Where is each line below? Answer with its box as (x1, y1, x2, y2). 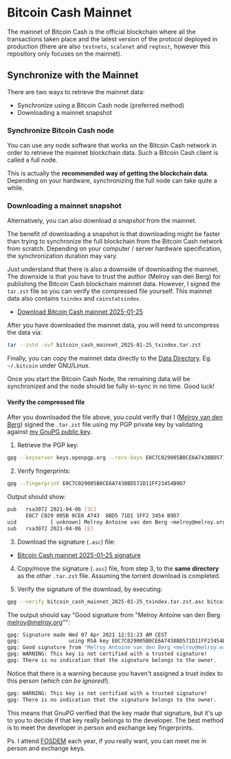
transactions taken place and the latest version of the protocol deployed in (7, 34, 218, 43)
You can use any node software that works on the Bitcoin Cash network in (7, 141, 217, 149)
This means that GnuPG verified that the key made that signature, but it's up (7, 709, 222, 717)
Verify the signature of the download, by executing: (16, 585, 163, 593)
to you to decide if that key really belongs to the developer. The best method (7, 716, 224, 724)
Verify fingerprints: (16, 467, 71, 475)
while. (7, 184, 24, 192)
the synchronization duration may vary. (7, 252, 118, 260)
